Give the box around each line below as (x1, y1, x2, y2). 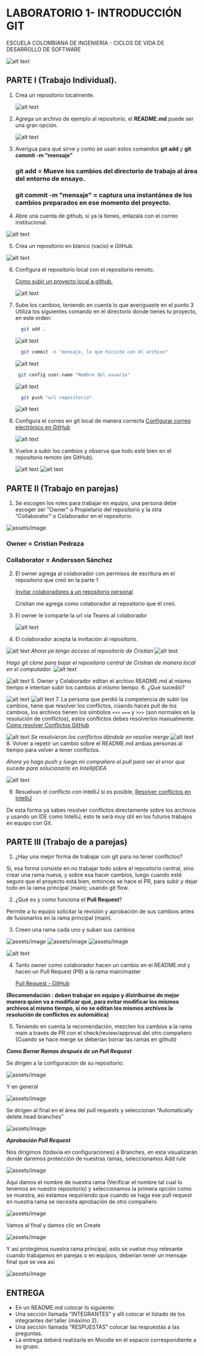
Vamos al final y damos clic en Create (6, 1222, 101, 1229)
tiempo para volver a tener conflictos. (6, 746, 100, 753)
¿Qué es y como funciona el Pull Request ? (15, 896, 122, 903)
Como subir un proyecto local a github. (15, 277, 113, 285)
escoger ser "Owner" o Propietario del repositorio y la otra (15, 506, 162, 513)
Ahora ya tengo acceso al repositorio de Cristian (30, 647, 153, 655)
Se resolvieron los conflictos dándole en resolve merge (30, 733, 169, 740)
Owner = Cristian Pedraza (6, 539, 84, 548)
